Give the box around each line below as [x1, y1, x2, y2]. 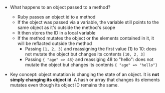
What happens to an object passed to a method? [10, 4, 111, 10]
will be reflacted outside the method [17, 40, 92, 46]
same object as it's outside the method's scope [17, 24, 115, 30]
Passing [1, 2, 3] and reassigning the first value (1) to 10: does [25, 46, 157, 51]
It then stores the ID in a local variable [17, 30, 96, 35]
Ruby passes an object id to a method [17, 14, 96, 19]
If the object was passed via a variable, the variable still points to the [17, 19, 159, 25]
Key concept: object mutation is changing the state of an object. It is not [10, 71, 159, 77]
